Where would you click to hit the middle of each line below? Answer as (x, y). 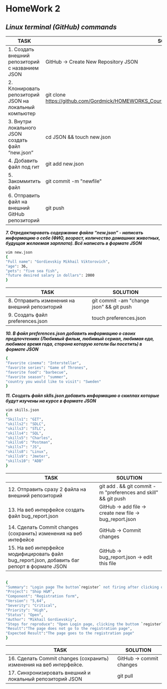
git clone (56, 95)
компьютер (22, 113)
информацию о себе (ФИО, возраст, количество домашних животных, (83, 238)
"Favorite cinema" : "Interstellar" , (43, 363)
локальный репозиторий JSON (45, 679)
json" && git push (112, 307)
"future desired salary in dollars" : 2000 (50, 276)
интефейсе (21, 539)
